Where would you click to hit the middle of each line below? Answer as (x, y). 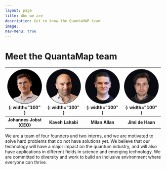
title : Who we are (24, 16)
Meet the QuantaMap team (61, 57)
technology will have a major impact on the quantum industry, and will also (81, 147)
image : (12, 26)
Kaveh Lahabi (63, 122)
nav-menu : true (21, 31)
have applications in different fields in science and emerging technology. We (83, 152)
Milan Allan (103, 122)
